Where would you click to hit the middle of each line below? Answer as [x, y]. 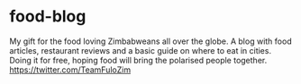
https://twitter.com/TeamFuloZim [70, 70]
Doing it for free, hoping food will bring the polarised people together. [138, 60]
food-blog [48, 17]
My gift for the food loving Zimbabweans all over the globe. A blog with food [150, 41]
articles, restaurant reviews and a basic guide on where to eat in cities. [141, 50]
